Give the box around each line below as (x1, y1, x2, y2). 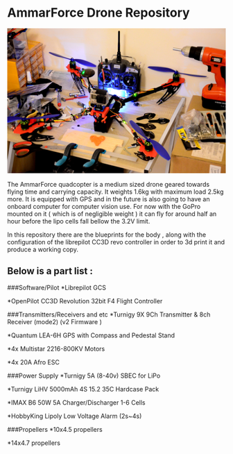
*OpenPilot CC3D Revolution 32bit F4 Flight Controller (7, 297, 163, 305)
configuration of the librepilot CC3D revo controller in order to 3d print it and (7, 237, 225, 246)
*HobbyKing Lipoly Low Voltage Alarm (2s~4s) (7, 412, 142, 421)
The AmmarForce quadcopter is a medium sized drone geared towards (7, 180, 210, 188)
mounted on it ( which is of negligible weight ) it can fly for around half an (7, 210, 217, 218)
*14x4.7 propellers (7, 439, 61, 447)
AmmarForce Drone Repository (7, 5, 190, 21)
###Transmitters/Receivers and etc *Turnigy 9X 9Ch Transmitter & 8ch (7, 310, 211, 319)
